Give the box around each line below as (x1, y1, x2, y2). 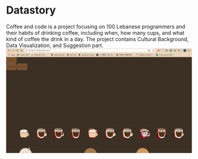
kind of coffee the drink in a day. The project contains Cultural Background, (6, 35, 189, 42)
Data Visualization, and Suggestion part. (6, 42, 104, 49)
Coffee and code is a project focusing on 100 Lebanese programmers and (6, 23, 186, 30)
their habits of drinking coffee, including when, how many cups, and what (6, 29, 184, 36)
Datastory (6, 4, 56, 17)
